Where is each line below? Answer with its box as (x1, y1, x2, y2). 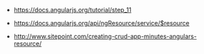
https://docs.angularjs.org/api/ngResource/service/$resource (13, 19, 190, 27)
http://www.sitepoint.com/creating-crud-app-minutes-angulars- (13, 32, 197, 40)
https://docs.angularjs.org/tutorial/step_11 (13, 6, 131, 14)
